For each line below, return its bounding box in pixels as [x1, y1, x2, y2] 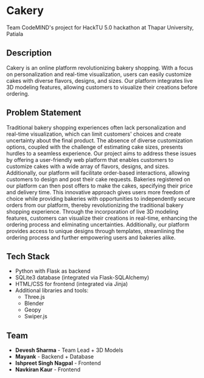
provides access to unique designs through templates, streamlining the [6, 227, 185, 234]
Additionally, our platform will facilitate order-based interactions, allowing [6, 169, 190, 177]
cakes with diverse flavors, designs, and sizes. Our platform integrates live [6, 77, 193, 84]
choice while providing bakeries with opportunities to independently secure [6, 195, 196, 202]
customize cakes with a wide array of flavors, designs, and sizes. [6, 163, 170, 170]
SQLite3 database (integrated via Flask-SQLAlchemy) [15, 274, 149, 281]
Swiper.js [24, 313, 47, 320]
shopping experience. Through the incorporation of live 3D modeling [6, 208, 178, 215]
